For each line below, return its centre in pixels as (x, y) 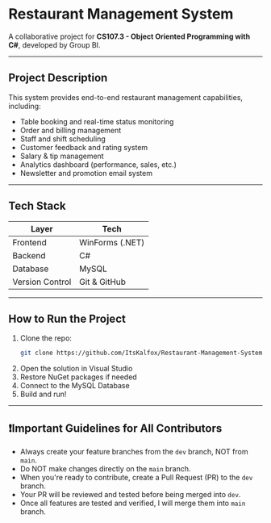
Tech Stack (37, 206)
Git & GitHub (103, 282)
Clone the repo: (46, 338)
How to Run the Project (67, 318)
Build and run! (43, 394)
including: (25, 106)
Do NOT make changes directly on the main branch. (105, 469)
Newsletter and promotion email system (86, 173)
